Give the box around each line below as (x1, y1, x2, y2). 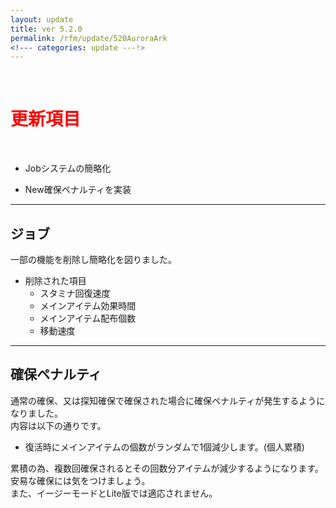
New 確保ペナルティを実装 (24, 184, 132, 196)
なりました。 (10, 407, 63, 419)
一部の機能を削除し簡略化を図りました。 (10, 254, 177, 265)
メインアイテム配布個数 (39, 312, 137, 324)
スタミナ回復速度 (39, 287, 111, 299)
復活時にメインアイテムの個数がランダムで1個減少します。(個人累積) (24, 441, 305, 453)
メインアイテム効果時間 (39, 300, 137, 311)
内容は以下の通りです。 (10, 419, 107, 431)
